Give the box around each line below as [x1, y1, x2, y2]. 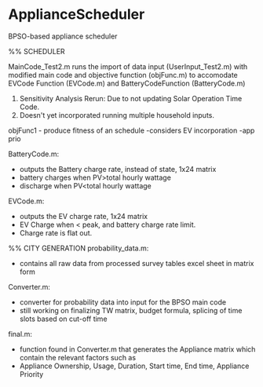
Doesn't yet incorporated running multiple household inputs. [19, 110, 214, 119]
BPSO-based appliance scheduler [8, 31, 118, 41]
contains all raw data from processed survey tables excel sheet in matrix [19, 258, 254, 268]
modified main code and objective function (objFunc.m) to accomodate [8, 70, 238, 79]
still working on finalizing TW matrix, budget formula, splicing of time [19, 305, 243, 315]
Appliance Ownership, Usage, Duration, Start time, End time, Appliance [19, 361, 250, 371]
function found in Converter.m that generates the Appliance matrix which [19, 344, 256, 354]
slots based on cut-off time [19, 314, 108, 323]
